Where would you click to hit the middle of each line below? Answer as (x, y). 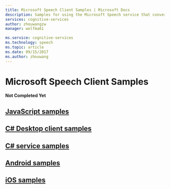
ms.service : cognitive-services (39, 38)
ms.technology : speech (29, 43)
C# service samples (37, 146)
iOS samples (25, 180)
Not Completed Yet (26, 96)
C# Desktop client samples (49, 129)
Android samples (33, 163)
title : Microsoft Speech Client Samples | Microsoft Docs (68, 10)
